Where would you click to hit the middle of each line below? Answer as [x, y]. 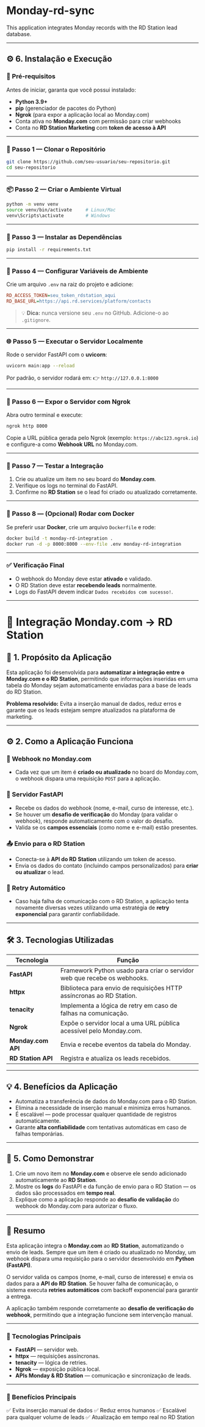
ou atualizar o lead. [40, 872]
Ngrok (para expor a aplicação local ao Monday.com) [82, 114]
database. [19, 34]
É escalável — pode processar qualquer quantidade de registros [96, 1114]
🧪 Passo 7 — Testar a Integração [55, 466]
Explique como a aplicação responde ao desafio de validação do [97, 1199]
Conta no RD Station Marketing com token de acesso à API [91, 127]
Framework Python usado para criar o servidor [127, 970]
